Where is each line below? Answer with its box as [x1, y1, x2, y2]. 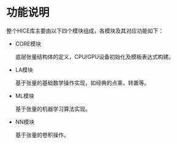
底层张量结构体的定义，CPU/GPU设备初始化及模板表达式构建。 [15, 53, 175, 60]
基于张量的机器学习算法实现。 [15, 105, 91, 112]
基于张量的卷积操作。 [15, 131, 69, 138]
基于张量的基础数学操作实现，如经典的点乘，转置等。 [15, 79, 150, 86]
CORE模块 [15, 40, 42, 47]
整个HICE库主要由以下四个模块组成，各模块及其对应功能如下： [6, 27, 164, 34]
